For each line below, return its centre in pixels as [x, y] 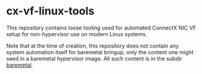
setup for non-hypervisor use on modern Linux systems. [77, 34]
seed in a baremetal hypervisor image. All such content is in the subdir [94, 58]
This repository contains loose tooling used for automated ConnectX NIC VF [101, 28]
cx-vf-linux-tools [50, 11]
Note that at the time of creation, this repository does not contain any [93, 46]
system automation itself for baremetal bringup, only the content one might [100, 52]
